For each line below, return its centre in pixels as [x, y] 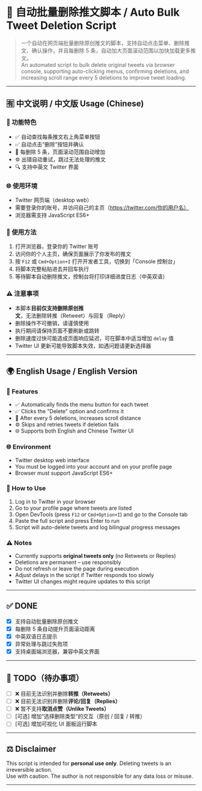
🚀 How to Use [26, 489]
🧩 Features [22, 391]
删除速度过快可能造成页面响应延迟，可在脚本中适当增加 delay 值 [94, 338]
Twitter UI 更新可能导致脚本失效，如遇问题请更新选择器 [83, 345]
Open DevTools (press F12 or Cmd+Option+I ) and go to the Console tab [101, 514]
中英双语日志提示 [36, 637]
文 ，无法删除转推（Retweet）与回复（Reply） [72, 315]
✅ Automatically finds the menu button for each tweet [81, 405]
